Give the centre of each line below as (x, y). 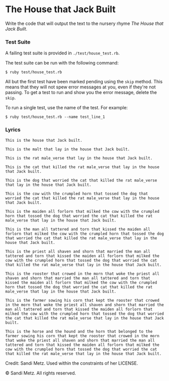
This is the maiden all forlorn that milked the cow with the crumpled (82, 211)
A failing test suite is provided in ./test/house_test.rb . (62, 53)
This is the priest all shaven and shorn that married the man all (78, 251)
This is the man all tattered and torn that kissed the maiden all (78, 229)
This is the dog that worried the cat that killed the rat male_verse (81, 180)
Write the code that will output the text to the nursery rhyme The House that (84, 23)
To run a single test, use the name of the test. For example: (67, 108)
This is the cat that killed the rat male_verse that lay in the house (82, 167)
